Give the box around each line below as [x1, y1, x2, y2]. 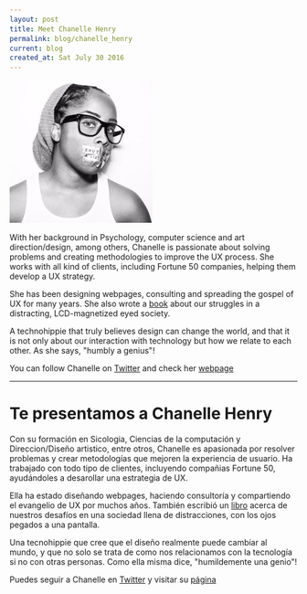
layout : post [9, 15, 59, 24]
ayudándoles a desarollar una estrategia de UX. [9, 472, 189, 483]
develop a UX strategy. [9, 270, 96, 282]
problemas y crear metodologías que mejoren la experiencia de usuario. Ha [9, 453, 293, 464]
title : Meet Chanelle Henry [9, 24, 117, 34]
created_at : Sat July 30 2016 [9, 53, 125, 63]
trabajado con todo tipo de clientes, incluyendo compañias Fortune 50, [9, 462, 276, 474]
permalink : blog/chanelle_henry [9, 34, 132, 43]
